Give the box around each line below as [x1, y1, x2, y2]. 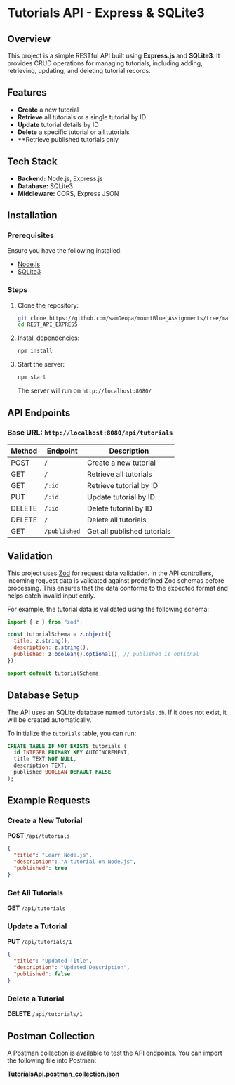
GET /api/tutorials [7, 904, 66, 912]
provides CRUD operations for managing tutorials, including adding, [7, 59, 203, 67]
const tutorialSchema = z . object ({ [7, 631, 112, 638]
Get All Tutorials [7, 888, 63, 897]
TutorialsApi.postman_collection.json [7, 1070, 120, 1078]
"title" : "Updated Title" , [13, 957, 93, 965]
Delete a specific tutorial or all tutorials [17, 128, 130, 136]
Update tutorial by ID [87, 492, 156, 501]
